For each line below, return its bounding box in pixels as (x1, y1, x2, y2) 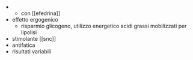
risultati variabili (11, 48, 52, 55)
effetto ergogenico (11, 16, 58, 23)
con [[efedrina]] (20, 10, 61, 17)
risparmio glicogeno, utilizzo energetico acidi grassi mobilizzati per (20, 22, 187, 29)
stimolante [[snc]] (11, 35, 56, 42)
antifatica (11, 41, 35, 49)
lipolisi (20, 29, 37, 36)
